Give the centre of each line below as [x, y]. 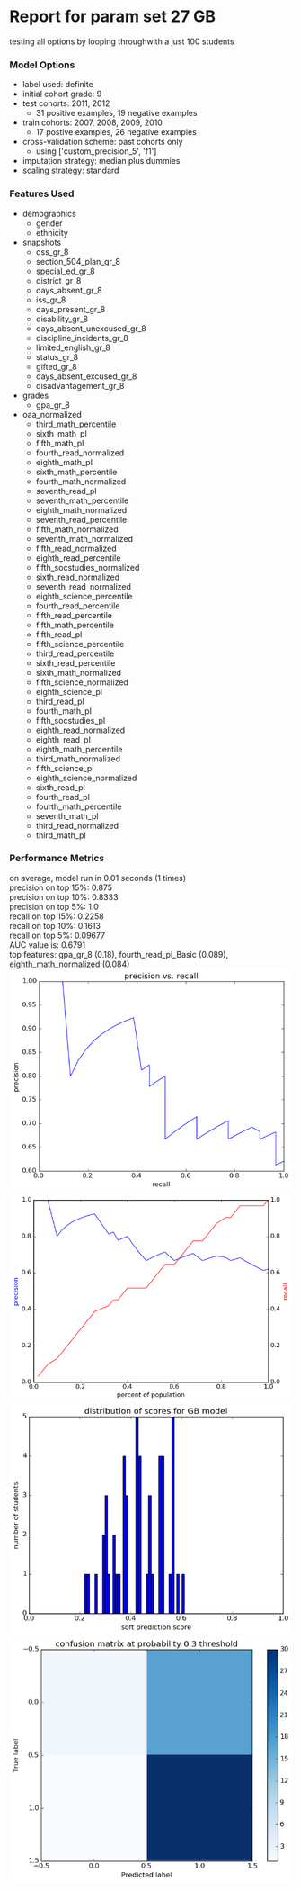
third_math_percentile [76, 424]
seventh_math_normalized [84, 538]
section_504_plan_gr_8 [78, 261]
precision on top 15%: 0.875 [61, 887]
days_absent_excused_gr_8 [86, 376]
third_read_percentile [75, 653]
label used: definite [58, 85]
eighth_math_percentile [79, 749]
